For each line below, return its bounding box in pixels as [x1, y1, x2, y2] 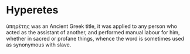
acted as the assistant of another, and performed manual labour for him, [6, 28, 180, 35]
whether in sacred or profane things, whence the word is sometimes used [6, 35, 185, 42]
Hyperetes [6, 3, 59, 17]
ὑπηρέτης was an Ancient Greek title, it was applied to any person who [6, 23, 178, 30]
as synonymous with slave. [6, 41, 72, 48]
